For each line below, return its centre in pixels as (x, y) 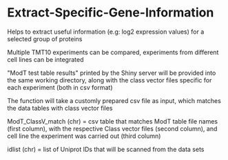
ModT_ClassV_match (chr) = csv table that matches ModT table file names (113, 121)
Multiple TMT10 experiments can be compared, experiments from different (113, 52)
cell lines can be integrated (45, 59)
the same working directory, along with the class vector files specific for (110, 80)
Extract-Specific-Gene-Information (111, 13)
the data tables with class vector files (60, 108)
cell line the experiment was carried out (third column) (84, 136)
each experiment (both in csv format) (60, 87)
